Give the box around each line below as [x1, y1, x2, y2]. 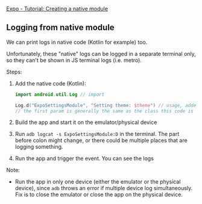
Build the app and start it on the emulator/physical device [14, 119, 157, 126]
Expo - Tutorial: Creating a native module [6, 5, 109, 12]
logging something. [14, 143, 63, 150]
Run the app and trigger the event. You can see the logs [14, 155, 154, 162]
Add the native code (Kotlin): [14, 79, 86, 87]
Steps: [6, 68, 22, 75]
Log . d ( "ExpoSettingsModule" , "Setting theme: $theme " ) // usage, [14, 102, 183, 108]
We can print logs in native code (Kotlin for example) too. [6, 39, 148, 46]
